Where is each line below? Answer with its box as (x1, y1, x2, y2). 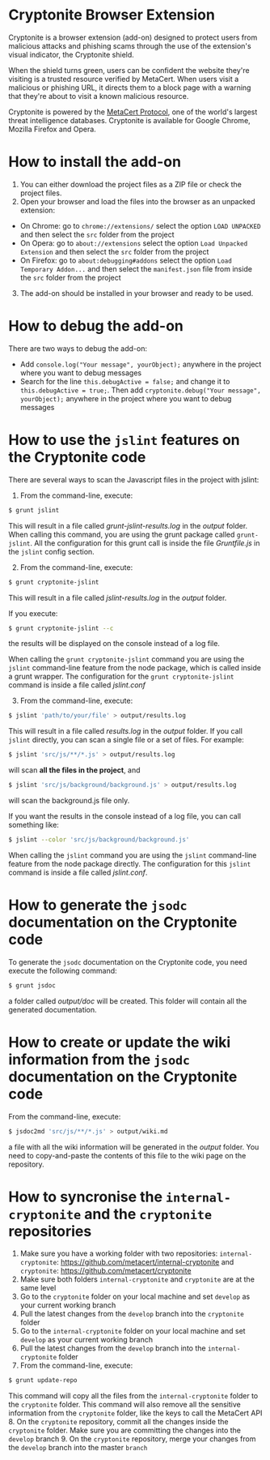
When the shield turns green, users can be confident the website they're (8, 65, 250, 75)
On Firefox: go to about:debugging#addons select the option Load (19, 255, 232, 265)
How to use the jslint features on (8, 431, 240, 449)
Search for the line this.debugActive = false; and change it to (19, 376, 230, 386)
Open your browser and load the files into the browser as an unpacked (19, 196, 256, 206)
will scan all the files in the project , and (8, 765, 141, 775)
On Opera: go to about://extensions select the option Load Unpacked (19, 238, 248, 248)
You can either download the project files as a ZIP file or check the (19, 179, 243, 189)
